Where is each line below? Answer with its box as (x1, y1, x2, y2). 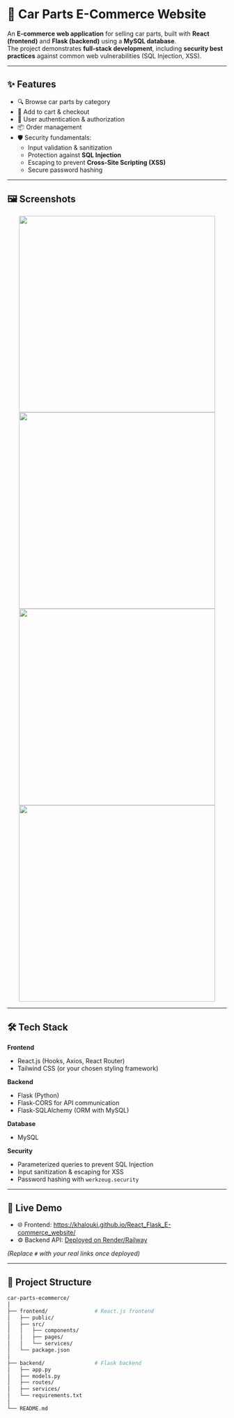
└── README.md (7, 1405, 49, 1412)
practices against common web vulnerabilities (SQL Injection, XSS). (7, 52, 202, 60)
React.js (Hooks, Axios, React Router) (17, 1057, 125, 1065)
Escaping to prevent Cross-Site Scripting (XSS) (27, 158, 166, 166)
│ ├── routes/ (7, 1379, 54, 1386)
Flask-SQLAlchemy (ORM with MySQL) (17, 1106, 130, 1115)
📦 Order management (17, 122, 82, 131)
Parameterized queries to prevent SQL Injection (17, 1160, 154, 1169)
